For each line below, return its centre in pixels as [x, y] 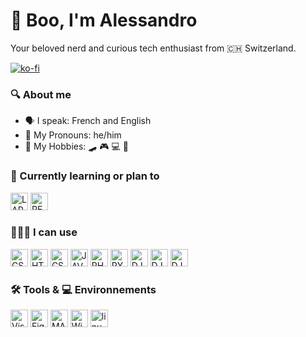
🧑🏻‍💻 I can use [44, 232]
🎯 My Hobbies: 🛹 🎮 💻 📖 [76, 146]
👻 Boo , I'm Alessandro [104, 20]
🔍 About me [41, 94]
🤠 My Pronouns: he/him [73, 135]
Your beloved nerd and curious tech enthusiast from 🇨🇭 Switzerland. [153, 48]
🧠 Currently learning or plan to [85, 176]
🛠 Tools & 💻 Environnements [83, 289]
